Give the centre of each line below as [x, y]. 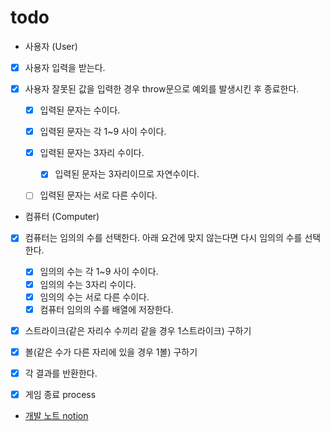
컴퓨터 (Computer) [62, 217]
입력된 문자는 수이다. [80, 110]
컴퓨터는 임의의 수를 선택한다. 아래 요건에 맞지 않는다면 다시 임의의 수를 [163, 238]
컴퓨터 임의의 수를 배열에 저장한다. [106, 309]
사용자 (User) [51, 46]
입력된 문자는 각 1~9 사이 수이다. [103, 132]
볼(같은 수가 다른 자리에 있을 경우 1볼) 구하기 [111, 352]
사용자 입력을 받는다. [65, 67]
